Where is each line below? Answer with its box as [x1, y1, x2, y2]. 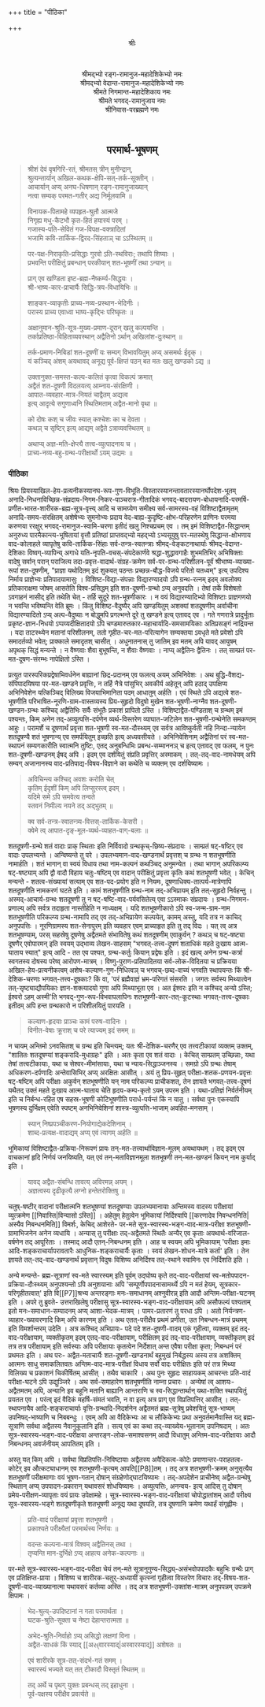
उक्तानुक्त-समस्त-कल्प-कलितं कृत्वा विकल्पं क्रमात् [27, 372, 153, 381]
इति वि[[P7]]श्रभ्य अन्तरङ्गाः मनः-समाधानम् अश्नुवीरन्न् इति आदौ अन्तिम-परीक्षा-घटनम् [42, 1289, 256, 1298]
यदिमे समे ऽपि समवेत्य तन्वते [27, 792, 96, 802]
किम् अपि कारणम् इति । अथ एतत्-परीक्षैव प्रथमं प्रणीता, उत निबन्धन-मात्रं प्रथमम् [54, 1316, 248, 1325]
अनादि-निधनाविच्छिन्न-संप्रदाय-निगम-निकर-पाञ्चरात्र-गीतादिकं [8, 495, 160, 504]
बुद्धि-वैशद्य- [215, 670, 245, 680]
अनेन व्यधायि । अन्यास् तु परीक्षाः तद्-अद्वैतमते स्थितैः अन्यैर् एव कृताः [38, 1229, 204, 1238]
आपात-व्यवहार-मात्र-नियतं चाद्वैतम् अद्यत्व [27, 390, 128, 399]
